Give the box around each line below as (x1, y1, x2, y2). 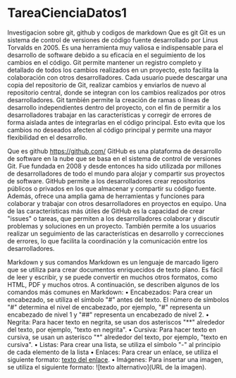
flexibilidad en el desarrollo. (7, 133, 88, 142)
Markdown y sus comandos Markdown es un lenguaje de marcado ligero (7, 257, 219, 266)
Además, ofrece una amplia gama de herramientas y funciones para (7, 192, 205, 200)
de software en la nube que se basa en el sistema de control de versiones (7, 154, 222, 163)
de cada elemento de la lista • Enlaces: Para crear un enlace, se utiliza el (7, 348, 218, 356)
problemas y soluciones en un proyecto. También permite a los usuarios (7, 221, 216, 230)
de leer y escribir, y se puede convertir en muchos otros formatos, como (7, 273, 218, 281)
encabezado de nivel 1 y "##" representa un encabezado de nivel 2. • (7, 310, 210, 319)
